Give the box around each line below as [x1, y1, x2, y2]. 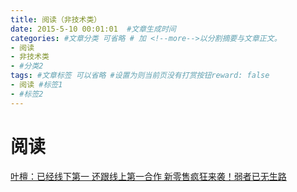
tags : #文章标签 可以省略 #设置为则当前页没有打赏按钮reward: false [10, 71, 270, 81]
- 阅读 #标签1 [10, 80, 63, 90]
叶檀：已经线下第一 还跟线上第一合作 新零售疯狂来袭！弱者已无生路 [10, 170, 287, 182]
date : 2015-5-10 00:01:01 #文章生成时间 [10, 24, 177, 34]
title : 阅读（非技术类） [10, 14, 102, 25]
